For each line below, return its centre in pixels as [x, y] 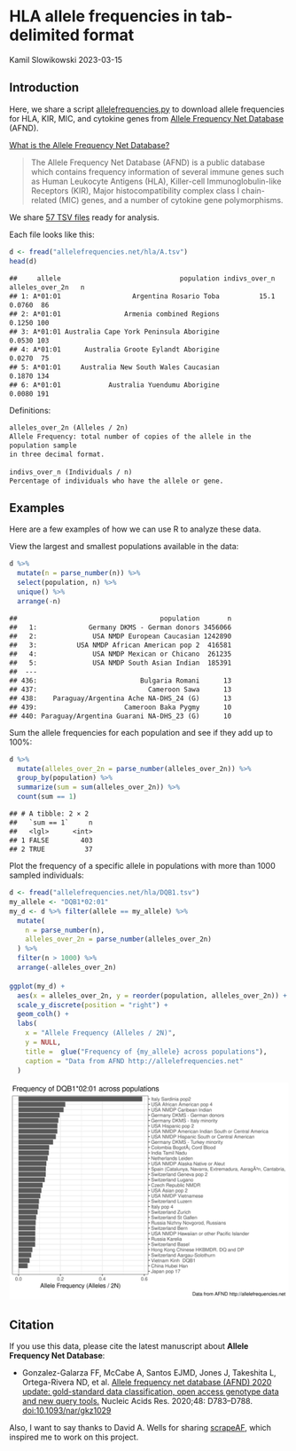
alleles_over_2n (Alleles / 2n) [69, 428]
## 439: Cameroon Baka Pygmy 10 [121, 707]
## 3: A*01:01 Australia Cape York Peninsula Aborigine [114, 331]
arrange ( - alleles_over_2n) [67, 968]
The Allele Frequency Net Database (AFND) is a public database [148, 162]
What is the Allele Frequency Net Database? [90, 145]
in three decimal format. [57, 454]
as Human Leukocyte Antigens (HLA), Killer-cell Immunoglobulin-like [156, 181]
